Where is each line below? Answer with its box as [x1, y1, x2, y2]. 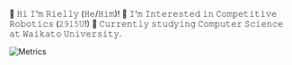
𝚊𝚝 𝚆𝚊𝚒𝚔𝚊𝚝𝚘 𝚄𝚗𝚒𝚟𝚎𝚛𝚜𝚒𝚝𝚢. [9, 28, 122, 39]
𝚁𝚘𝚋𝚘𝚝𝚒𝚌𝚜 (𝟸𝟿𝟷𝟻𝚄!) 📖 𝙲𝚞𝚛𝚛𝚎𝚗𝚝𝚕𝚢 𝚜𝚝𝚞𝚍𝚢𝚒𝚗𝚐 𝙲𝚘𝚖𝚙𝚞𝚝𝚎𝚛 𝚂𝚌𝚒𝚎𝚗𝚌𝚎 [9, 19, 284, 28]
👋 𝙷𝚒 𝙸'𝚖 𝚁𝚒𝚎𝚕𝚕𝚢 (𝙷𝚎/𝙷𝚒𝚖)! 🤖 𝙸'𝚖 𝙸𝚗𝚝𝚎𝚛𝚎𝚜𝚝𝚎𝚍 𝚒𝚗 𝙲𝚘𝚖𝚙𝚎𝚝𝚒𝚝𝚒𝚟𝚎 [9, 9, 278, 19]
